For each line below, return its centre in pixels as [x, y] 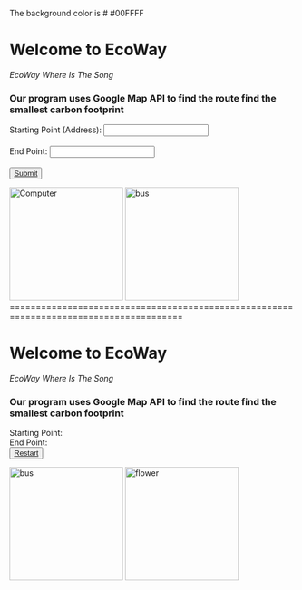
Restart [26, 454]
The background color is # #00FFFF [77, 13]
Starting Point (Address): [56, 130]
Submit [26, 174]
